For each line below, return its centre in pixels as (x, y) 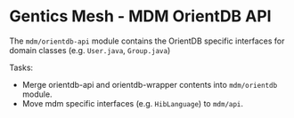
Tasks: (21, 67)
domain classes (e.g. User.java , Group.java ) (90, 50)
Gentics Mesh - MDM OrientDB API (140, 16)
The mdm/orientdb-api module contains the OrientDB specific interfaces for (147, 41)
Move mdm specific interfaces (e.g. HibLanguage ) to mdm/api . (132, 103)
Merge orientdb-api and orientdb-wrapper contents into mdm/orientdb (150, 84)
